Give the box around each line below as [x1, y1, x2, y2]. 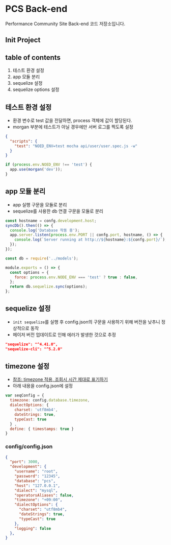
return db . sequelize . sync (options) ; [10, 284, 88, 289]
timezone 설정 [5, 362, 50, 370]
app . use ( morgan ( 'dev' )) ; [10, 167, 63, 172]
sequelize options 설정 [12, 86, 60, 92]
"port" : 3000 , [10, 459, 40, 465]
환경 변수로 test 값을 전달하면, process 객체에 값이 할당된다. [12, 117, 132, 123]
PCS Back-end [5, 3, 68, 15]
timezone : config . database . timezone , [10, 398, 90, 403]
